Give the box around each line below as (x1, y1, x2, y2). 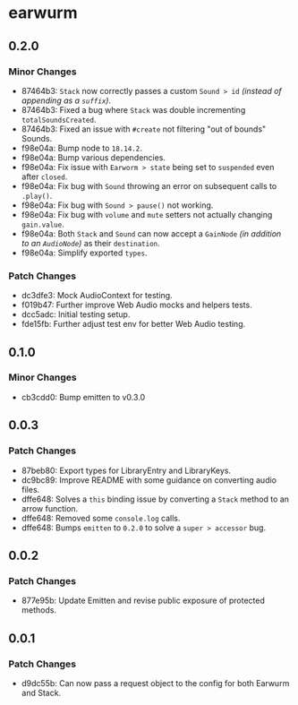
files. (21, 484, 40, 494)
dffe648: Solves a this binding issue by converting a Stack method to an (21, 494, 290, 504)
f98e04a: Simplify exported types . (21, 247, 149, 258)
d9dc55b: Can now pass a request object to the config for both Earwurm (21, 677, 290, 688)
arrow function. (21, 503, 79, 513)
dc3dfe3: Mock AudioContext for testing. (21, 290, 173, 301)
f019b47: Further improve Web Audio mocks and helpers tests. (21, 299, 252, 311)
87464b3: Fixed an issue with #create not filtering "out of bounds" (21, 124, 267, 134)
